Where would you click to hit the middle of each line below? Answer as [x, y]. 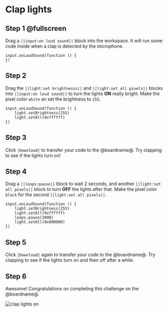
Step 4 [16, 172]
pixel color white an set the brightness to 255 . [53, 99]
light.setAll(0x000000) [40, 222]
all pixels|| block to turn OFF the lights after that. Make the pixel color [81, 189]
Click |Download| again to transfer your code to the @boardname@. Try [80, 255]
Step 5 [16, 242]
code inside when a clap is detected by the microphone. [65, 46]
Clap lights [29, 9]
